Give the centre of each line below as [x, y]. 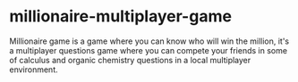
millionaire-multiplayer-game [121, 16]
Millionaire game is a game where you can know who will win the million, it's [149, 41]
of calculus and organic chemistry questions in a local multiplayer [130, 60]
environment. [34, 70]
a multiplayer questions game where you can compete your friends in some [149, 50]
